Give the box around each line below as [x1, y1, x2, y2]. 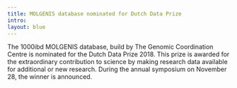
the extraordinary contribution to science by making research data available [7, 58, 228, 66]
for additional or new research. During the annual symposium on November [7, 65, 227, 74]
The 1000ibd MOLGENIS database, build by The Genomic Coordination [7, 43, 214, 51]
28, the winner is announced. [7, 73, 93, 81]
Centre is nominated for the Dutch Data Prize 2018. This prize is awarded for [7, 50, 230, 58]
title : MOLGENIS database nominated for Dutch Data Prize [7, 10, 182, 18]
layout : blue [7, 23, 46, 30]
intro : [7, 17, 27, 24]
